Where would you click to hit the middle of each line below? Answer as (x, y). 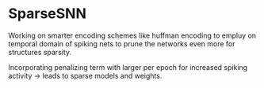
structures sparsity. (40, 52)
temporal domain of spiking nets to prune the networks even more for (122, 43)
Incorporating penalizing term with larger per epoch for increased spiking (128, 67)
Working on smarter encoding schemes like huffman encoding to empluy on (132, 35)
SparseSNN (48, 14)
